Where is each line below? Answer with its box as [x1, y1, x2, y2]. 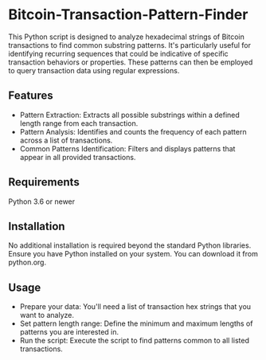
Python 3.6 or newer [8, 197, 76, 206]
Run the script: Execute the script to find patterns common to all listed [19, 336, 249, 346]
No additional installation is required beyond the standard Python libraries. [8, 241, 252, 250]
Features [8, 89, 53, 103]
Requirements [8, 175, 80, 189]
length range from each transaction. [19, 118, 139, 128]
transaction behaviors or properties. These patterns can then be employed [8, 57, 253, 67]
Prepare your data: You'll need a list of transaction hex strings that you [19, 302, 252, 311]
